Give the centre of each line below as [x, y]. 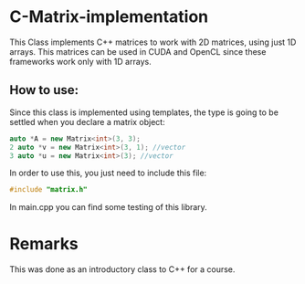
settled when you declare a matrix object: [88, 121]
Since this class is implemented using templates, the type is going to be [144, 112]
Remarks [44, 244]
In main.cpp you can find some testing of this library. [108, 207]
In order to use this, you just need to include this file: [108, 173]
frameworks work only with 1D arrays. [81, 61]
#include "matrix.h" [49, 190]
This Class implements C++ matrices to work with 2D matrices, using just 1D [153, 42]
